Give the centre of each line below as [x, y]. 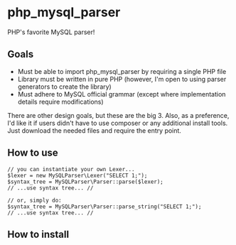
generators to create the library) [64, 87]
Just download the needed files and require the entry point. [94, 130]
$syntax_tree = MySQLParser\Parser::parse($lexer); [85, 182]
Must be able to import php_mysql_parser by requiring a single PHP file [122, 71]
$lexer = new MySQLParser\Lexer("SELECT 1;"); [77, 175]
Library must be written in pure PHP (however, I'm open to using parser [122, 79]
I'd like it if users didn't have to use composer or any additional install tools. [118, 123]
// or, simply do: [34, 200]
